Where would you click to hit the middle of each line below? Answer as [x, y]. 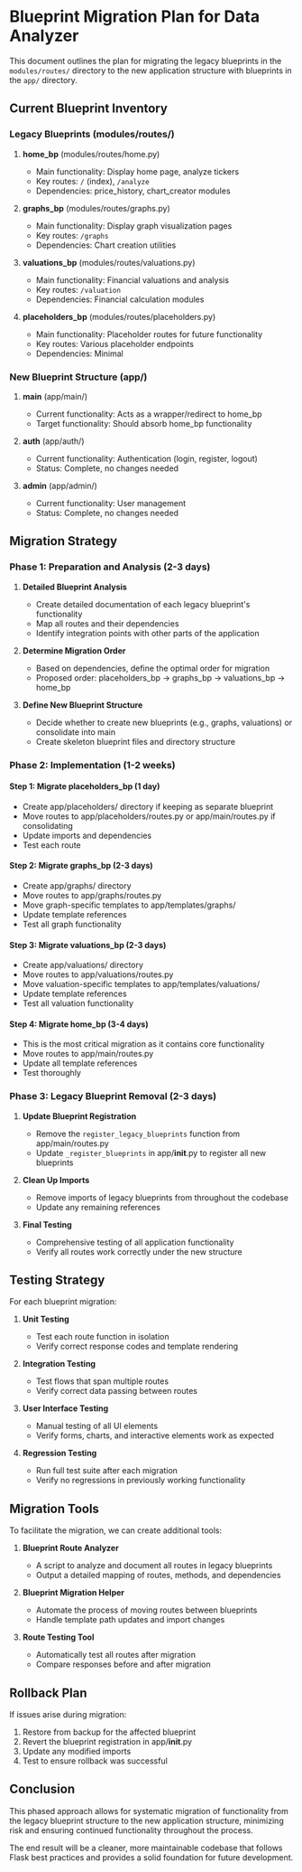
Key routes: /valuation [78, 289]
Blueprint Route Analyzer [70, 1548]
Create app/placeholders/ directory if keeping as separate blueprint [148, 806]
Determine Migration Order [74, 650]
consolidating [48, 825]
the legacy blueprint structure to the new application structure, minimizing [146, 1820]
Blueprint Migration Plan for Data [134, 17]
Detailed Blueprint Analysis [75, 587]
